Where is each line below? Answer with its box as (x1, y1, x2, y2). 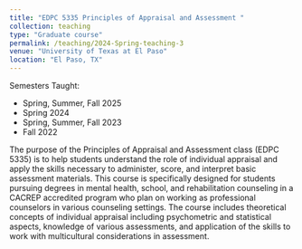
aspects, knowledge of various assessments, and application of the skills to (9, 221, 291, 232)
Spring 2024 (22, 108, 70, 118)
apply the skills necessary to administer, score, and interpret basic (9, 164, 257, 174)
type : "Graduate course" (9, 30, 103, 39)
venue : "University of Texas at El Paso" (9, 47, 168, 56)
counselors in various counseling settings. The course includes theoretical (9, 202, 287, 213)
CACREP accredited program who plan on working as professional (9, 192, 256, 203)
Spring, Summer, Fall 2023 (22, 117, 122, 128)
